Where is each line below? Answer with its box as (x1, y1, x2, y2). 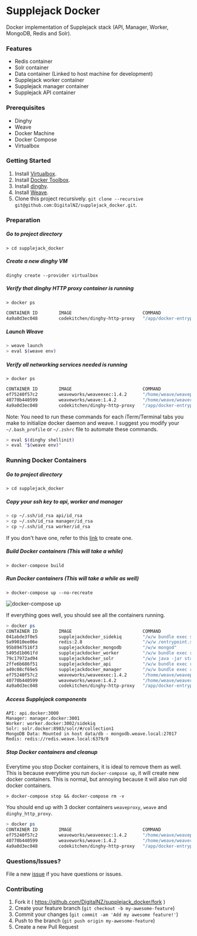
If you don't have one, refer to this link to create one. (6, 534, 133, 541)
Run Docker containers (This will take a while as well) (6, 575, 140, 582)
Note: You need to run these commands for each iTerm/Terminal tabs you (6, 413, 184, 420)
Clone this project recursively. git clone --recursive (14, 195, 144, 202)
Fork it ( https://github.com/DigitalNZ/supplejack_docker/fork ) (14, 898, 166, 905)
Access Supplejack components (6, 695, 87, 703)
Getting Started (6, 157, 51, 165)
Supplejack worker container (14, 76, 84, 83)
